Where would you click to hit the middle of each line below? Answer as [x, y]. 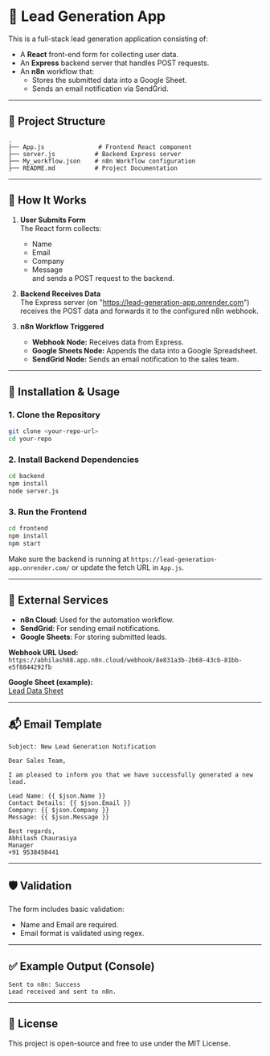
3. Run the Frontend [47, 512]
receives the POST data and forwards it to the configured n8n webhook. [139, 311]
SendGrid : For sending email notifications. [90, 628]
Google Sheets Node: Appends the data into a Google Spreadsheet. [145, 350]
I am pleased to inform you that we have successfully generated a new [131, 775]
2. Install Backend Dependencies [74, 460]
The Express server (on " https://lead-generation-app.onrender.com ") [135, 302]
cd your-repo [30, 439]
